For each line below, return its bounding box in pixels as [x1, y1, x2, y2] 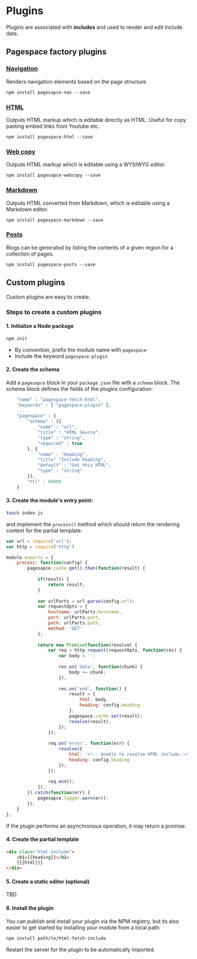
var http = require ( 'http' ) [6, 543, 75, 550]
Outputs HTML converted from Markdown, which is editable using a [6, 199, 170, 207]
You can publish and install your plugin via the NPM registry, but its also [6, 917, 179, 925]
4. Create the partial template [6, 836, 79, 843]
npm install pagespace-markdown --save [6, 217, 104, 223]
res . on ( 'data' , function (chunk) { [58, 664, 143, 670]
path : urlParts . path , [47, 620, 101, 626]
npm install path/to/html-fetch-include [6, 935, 107, 941]
